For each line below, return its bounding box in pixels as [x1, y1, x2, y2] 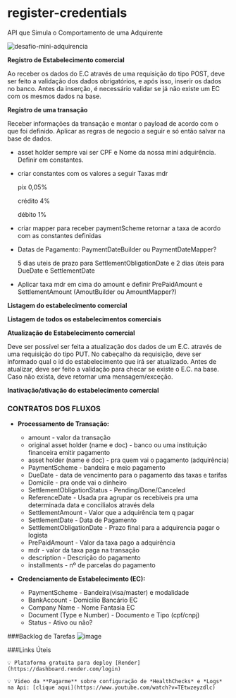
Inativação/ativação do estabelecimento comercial [7, 386, 159, 394]
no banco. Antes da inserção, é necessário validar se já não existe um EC [7, 84, 221, 93]
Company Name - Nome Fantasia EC [27, 603, 135, 612]
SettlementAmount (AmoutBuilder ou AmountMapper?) [17, 288, 178, 296]
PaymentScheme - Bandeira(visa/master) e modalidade [27, 588, 190, 597]
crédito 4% [17, 196, 51, 205]
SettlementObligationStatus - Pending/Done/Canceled [27, 486, 185, 495]
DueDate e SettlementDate [17, 266, 95, 275]
